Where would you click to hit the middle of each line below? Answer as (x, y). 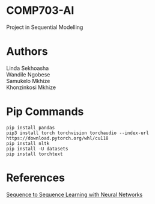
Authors (27, 51)
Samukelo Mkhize (28, 81)
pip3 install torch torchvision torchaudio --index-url (77, 133)
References (35, 178)
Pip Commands (45, 112)
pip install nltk (28, 143)
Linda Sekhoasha (28, 68)
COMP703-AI (40, 11)
